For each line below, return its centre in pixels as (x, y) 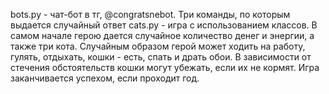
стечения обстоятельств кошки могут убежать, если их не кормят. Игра (165, 67)
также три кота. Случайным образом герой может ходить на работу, (158, 46)
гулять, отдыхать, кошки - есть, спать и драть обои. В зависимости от (161, 57)
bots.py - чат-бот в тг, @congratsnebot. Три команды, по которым (150, 14)
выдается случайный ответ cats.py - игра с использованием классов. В (164, 25)
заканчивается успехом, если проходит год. (105, 78)
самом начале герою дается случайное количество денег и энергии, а (162, 35)
